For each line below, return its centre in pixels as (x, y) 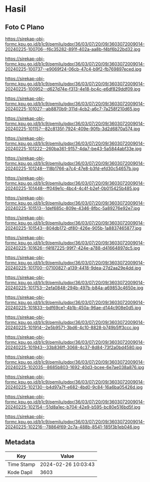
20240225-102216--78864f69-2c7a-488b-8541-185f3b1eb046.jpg (73, 427)
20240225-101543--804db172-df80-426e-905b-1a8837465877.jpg (73, 228)
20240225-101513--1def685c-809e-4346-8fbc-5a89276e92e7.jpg (73, 208)
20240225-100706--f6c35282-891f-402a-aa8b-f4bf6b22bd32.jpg (73, 49)
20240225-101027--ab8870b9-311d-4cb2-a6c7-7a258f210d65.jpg (73, 109)
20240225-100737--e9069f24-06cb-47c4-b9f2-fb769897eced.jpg (73, 69)
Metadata (20, 442)
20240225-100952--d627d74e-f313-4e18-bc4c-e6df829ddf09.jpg (73, 89)
